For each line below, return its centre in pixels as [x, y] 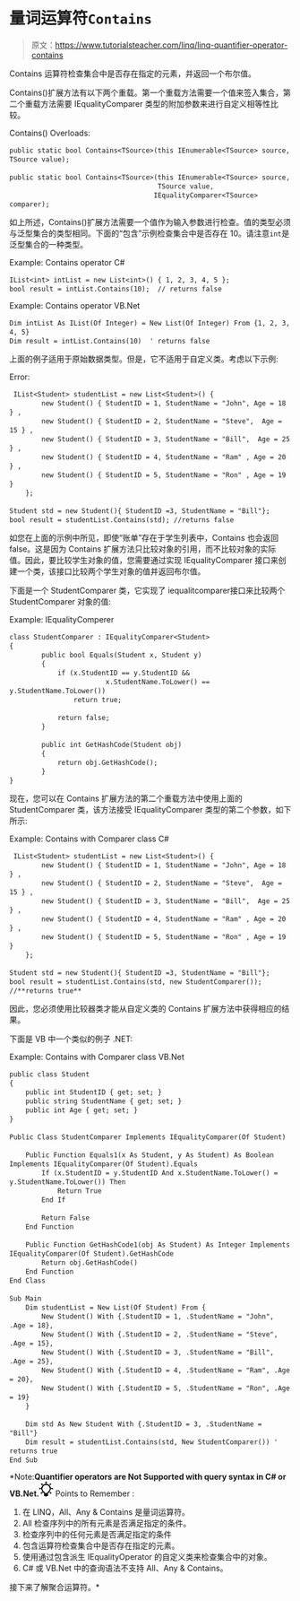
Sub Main [26, 1298]
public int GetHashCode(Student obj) [111, 744]
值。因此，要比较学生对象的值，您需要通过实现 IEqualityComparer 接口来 [144, 560]
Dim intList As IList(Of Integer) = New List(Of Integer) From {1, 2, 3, [150, 323]
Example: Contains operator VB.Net [75, 305]
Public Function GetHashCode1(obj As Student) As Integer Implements [158, 1244]
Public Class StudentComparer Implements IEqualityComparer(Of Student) [148, 1137]
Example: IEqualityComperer [62, 619]
